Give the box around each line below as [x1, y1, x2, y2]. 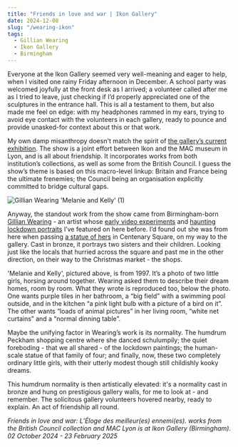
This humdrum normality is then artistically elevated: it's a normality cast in [7, 379, 228, 389]
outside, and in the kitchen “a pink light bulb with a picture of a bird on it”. [7, 299, 223, 307]
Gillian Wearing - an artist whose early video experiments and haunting [7, 217, 216, 225]
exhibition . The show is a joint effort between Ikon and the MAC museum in [7, 144, 228, 153]
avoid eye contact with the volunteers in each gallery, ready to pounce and [7, 115, 227, 123]
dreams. [7, 366, 32, 374]
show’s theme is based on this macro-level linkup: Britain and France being [7, 167, 228, 175]
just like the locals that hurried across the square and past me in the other [7, 247, 224, 256]
